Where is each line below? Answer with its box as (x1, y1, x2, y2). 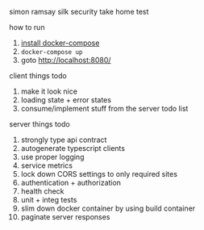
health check (20, 186, 65, 196)
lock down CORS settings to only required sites (20, 169, 178, 178)
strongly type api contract (20, 135, 107, 144)
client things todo (9, 71, 67, 80)
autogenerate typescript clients (20, 144, 126, 153)
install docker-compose (20, 38, 100, 48)
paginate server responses (20, 212, 110, 221)
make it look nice (20, 86, 77, 96)
